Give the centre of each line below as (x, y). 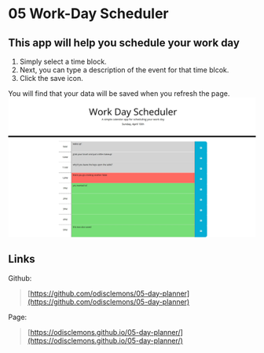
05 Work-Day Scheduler (88, 14)
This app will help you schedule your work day (124, 43)
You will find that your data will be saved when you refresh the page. (119, 94)
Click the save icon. (51, 78)
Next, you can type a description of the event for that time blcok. (124, 70)
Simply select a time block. (63, 61)
